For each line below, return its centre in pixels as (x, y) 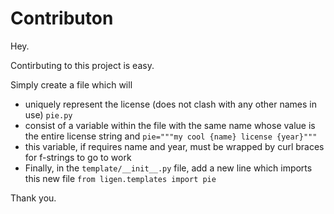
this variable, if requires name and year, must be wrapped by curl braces (174, 146)
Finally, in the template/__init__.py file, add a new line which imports (168, 168)
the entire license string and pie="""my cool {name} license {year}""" (171, 136)
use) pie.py (48, 114)
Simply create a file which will (71, 84)
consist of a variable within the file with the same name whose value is (170, 125)
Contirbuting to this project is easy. (82, 65)
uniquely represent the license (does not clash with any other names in (170, 104)
